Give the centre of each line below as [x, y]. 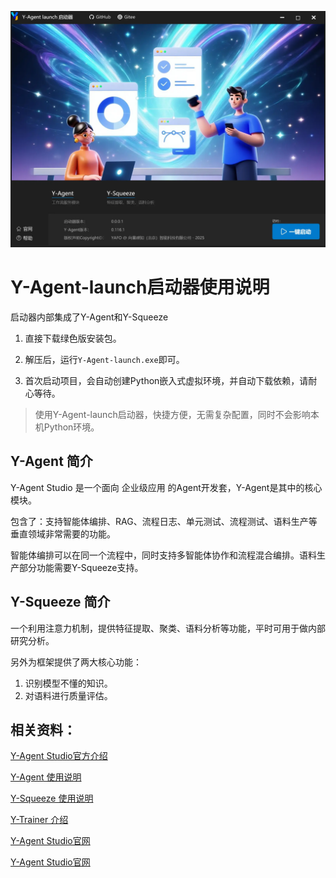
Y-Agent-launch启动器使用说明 [140, 287]
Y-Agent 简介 [51, 461]
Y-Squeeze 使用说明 [52, 798]
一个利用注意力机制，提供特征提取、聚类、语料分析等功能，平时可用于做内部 [168, 628]
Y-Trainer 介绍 [39, 820]
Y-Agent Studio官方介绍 [59, 756]
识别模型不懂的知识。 [68, 683]
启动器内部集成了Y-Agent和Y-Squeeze [89, 317]
